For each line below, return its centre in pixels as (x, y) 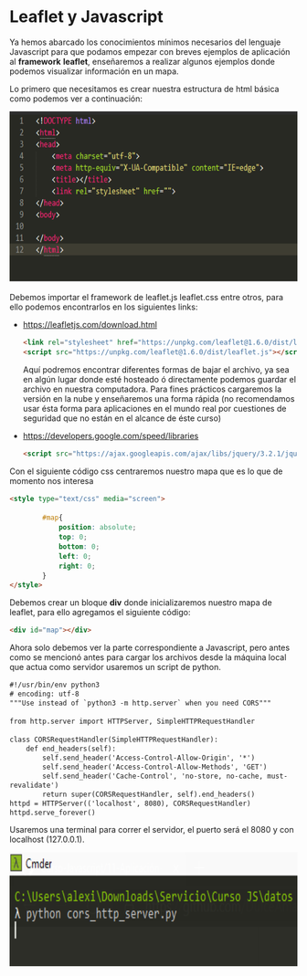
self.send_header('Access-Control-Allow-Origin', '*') (149, 758)
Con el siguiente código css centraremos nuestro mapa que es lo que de (146, 471)
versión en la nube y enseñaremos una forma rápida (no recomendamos (159, 398)
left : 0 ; (75, 556)
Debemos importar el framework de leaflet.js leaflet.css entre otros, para (147, 297)
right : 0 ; (77, 566)
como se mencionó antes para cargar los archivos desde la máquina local (148, 657)
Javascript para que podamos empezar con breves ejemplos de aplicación (150, 51)
